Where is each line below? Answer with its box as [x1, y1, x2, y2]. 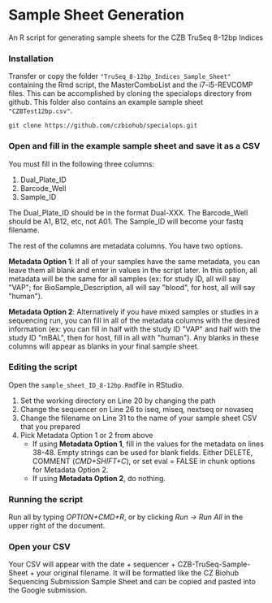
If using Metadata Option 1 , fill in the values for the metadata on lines [32, 439, 264, 449]
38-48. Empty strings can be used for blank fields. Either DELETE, [32, 447, 253, 457]
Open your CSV [8, 541, 71, 553]
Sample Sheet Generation [8, 6, 185, 24]
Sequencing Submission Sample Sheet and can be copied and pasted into [8, 577, 256, 587]
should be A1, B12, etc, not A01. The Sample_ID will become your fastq [8, 216, 244, 226]
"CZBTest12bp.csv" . [8, 106, 73, 115]
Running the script [8, 493, 84, 505]
